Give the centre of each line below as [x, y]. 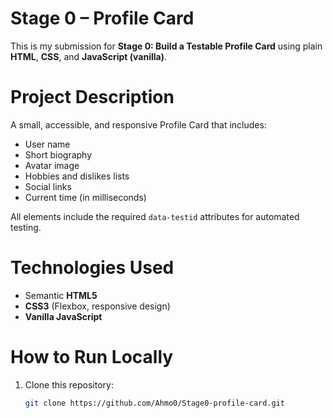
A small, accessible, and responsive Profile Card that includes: [138, 124]
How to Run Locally [92, 357]
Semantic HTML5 [61, 295]
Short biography [58, 154]
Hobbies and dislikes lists [77, 176]
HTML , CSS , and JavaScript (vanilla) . [88, 56]
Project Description [92, 97]
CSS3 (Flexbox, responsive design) [97, 306]
